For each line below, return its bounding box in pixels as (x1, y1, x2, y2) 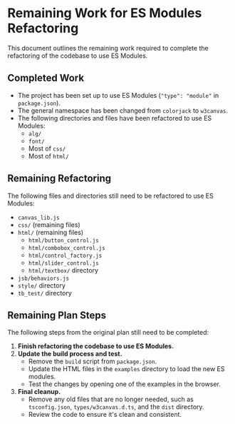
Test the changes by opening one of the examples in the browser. (28, 380, 221, 388)
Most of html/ (28, 151, 69, 160)
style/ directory (17, 281, 66, 290)
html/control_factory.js (28, 252, 103, 259)
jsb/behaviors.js (17, 275, 70, 282)
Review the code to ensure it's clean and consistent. (28, 410, 182, 419)
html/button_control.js (28, 237, 100, 244)
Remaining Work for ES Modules (7, 5, 202, 21)
